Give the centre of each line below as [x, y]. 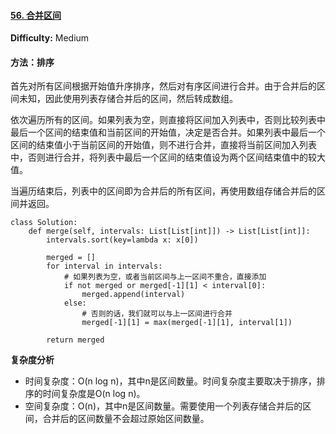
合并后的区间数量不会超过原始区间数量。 [126, 419]
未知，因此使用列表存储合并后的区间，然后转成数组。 [128, 99]
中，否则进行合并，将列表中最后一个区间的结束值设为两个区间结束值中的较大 [168, 157]
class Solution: [44, 223]
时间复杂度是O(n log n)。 [94, 394]
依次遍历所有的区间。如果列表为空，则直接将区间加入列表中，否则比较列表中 [168, 120]
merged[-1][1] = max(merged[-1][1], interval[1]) [187, 323]
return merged [75, 340]
